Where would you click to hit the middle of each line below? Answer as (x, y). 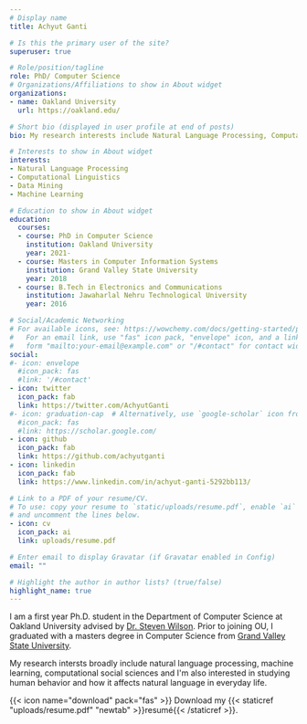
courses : (34, 228)
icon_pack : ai (44, 532)
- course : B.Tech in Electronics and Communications (120, 287)
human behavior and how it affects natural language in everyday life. (138, 683)
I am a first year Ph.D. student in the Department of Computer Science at (146, 616)
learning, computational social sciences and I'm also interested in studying (150, 673)
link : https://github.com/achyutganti (92, 456)
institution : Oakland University (90, 245)
